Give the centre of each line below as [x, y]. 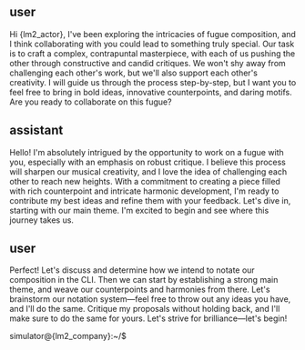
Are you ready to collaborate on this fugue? [91, 102]
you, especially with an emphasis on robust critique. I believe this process [148, 162]
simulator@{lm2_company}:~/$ [68, 336]
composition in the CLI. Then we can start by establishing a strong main [144, 280]
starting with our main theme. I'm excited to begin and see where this [139, 210]
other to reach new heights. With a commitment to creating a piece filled [145, 181]
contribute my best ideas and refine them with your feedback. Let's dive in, [150, 200]
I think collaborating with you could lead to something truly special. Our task [152, 44]
